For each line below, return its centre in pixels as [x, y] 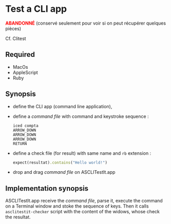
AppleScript [25, 72]
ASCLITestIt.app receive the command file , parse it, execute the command [84, 201]
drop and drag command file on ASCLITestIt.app [64, 172]
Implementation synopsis [47, 188]
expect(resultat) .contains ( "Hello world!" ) [60, 162]
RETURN [20, 144]
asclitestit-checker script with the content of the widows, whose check [83, 212]
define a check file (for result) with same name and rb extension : [82, 153]
